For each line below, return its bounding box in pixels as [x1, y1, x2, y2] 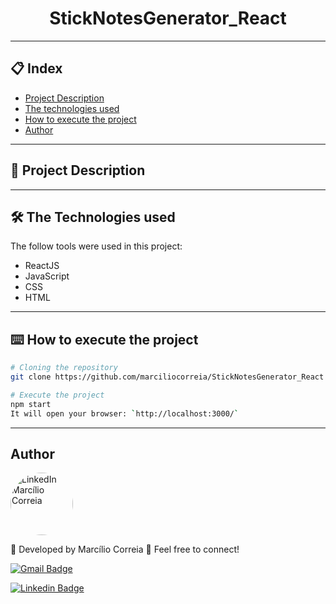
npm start [10, 399, 52, 409]
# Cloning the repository [10, 363, 118, 373]
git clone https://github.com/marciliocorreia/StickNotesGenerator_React [10, 372, 325, 382]
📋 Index [10, 60, 63, 77]
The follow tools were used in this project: [10, 240, 183, 252]
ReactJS [24, 260, 60, 272]
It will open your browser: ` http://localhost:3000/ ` [10, 408, 240, 419]
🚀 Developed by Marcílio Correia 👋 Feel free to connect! [10, 543, 240, 556]
